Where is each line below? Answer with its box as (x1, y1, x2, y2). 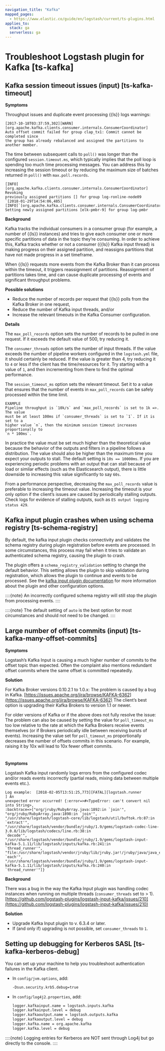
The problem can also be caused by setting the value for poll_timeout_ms (5, 717, 154, 723)
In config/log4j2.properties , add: (12, 993, 82, 999)
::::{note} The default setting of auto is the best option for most (5, 607, 132, 613)
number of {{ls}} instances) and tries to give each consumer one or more (5, 231, 153, 237)
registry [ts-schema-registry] (5, 524, 98, 532)
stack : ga (9, 26, 29, 31)
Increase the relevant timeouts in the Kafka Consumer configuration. (12, 312, 151, 317)
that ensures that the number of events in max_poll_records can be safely (5, 387, 154, 392)
